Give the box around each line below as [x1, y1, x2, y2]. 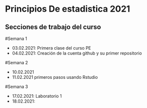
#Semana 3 [5, 84, 28, 90]
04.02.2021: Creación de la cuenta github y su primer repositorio [12, 50, 142, 56]
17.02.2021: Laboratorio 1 [12, 93, 62, 99]
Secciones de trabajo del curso [5, 23, 101, 31]
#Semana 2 [5, 60, 28, 65]
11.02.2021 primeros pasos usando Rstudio [12, 74, 98, 80]
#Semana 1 [5, 36, 27, 41]
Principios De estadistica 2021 [5, 3, 130, 15]
